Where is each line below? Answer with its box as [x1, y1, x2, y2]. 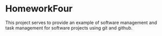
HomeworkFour [5, 3, 73, 14]
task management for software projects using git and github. [5, 24, 133, 30]
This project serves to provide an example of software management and [5, 19, 157, 25]
